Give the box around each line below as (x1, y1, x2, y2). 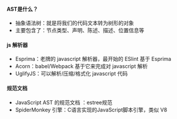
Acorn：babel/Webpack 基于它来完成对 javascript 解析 (15, 63, 148, 70)
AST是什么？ (6, 5, 38, 12)
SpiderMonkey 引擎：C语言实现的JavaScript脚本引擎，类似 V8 (15, 106, 168, 113)
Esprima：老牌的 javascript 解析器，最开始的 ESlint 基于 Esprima (15, 56, 172, 63)
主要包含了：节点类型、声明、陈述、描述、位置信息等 (15, 27, 145, 34)
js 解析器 (6, 41, 28, 48)
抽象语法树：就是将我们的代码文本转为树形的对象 (15, 19, 134, 26)
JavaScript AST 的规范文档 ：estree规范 (15, 98, 112, 106)
